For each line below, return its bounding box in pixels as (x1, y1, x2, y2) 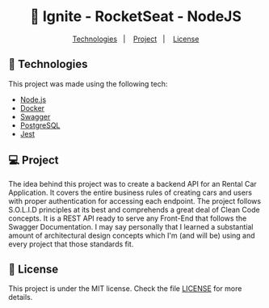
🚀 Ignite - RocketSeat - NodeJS (29, 7, 242, 26)
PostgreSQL (19, 120, 61, 130)
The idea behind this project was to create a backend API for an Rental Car (8, 179, 257, 188)
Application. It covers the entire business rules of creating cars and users (8, 188, 253, 197)
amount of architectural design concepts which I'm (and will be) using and (8, 230, 256, 240)
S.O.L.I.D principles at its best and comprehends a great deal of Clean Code (8, 205, 260, 214)
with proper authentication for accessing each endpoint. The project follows (8, 196, 261, 205)
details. (8, 293, 33, 302)
